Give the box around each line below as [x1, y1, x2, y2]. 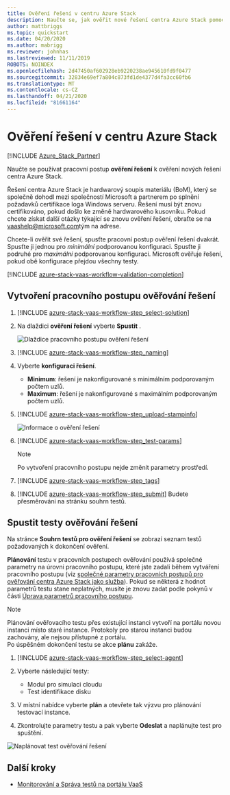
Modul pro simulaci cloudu [27, 680, 103, 689]
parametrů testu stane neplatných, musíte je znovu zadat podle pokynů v [7, 584, 214, 593]
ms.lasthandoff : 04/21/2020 [7, 93, 88, 100]
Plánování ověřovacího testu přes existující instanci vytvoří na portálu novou [7, 619, 221, 627]
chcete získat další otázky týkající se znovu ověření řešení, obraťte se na [7, 214, 212, 223]
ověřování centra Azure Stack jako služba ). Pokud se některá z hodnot [7, 578, 205, 586]
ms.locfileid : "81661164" [7, 99, 81, 106]
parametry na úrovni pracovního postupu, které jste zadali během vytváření [7, 563, 220, 571]
